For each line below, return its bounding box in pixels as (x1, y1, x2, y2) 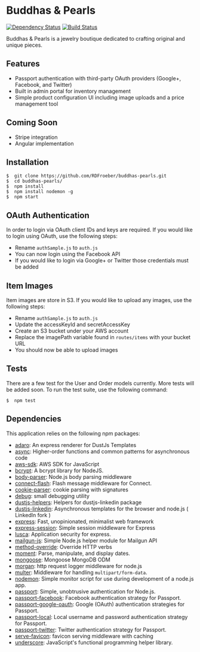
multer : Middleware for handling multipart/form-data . (14, 569, 147, 576)
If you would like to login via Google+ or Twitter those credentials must (14, 257, 189, 264)
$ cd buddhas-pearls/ (6, 178, 63, 185)
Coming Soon (6, 117, 58, 128)
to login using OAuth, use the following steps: (6, 233, 118, 240)
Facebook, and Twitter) (14, 81, 72, 88)
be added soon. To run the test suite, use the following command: (6, 386, 168, 393)
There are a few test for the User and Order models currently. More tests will (6, 379, 195, 387)
